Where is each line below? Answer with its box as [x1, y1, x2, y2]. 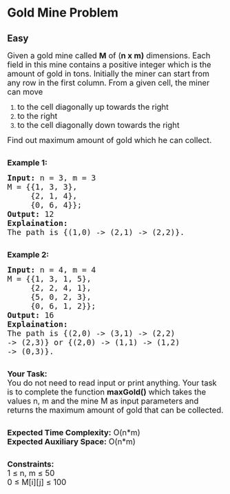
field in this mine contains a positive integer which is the [7, 60, 211, 70]
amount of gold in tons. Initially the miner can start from [7, 69, 210, 79]
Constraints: [7, 459, 54, 469]
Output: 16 [7, 310, 54, 320]
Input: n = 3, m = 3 [7, 173, 96, 182]
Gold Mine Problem [7, 5, 118, 21]
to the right [17, 111, 58, 121]
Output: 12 [7, 209, 54, 219]
